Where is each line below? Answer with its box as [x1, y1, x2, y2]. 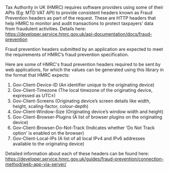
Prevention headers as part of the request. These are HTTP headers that [5, 15, 156, 21]
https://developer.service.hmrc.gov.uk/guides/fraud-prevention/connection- [5, 156, 164, 162]
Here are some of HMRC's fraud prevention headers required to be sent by [5, 62, 161, 67]
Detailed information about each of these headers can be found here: [5, 151, 149, 156]
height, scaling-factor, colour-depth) [12, 103, 89, 109]
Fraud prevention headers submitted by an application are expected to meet [5, 46, 163, 52]
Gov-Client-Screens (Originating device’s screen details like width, [12, 98, 151, 104]
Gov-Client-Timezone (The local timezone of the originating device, [12, 87, 153, 93]
